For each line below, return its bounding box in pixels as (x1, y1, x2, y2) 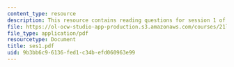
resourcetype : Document (7, 36, 77, 43)
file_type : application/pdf (7, 29, 89, 37)
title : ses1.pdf (7, 43, 54, 50)
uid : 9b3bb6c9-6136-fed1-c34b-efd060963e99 (7, 50, 136, 57)
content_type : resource (7, 10, 77, 17)
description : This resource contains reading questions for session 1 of (7, 17, 226, 24)
